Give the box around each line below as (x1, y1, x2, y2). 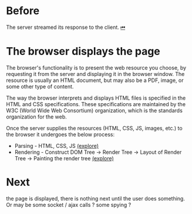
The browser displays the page (6, 45, 160, 58)
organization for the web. (6, 113, 68, 120)
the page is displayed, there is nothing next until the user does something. (6, 195, 185, 202)
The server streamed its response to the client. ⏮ (6, 24, 126, 31)
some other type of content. (6, 83, 74, 90)
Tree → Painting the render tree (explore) (14, 154, 114, 162)
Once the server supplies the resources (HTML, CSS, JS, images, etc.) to (6, 124, 183, 131)
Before (6, 4, 40, 18)
